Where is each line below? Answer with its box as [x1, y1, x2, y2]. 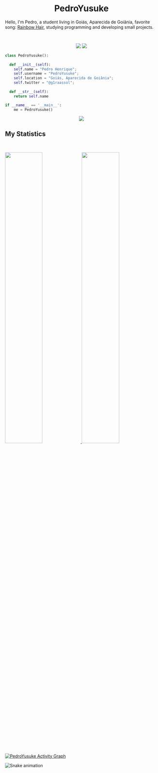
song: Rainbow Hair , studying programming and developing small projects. [5, 24, 154, 30]
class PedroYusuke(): [5, 53, 49, 58]
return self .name [14, 93, 49, 99]
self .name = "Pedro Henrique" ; [14, 67, 77, 72]
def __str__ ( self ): [9, 89, 49, 94]
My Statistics [5, 129, 46, 138]
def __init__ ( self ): [9, 62, 51, 67]
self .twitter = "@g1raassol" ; [14, 80, 75, 85]
